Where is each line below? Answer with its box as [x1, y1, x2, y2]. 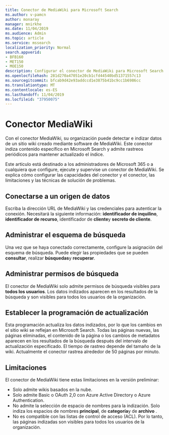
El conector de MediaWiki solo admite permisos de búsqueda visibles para [5, 283, 160, 289]
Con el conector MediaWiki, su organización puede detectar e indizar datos [5, 135, 162, 142]
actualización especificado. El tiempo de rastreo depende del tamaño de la [5, 343, 161, 350]
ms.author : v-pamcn [5, 12, 46, 17]
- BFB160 [5, 54, 24, 60]
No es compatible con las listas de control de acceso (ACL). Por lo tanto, [12, 413, 164, 420]
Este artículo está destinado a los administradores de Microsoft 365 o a [5, 161, 153, 167]
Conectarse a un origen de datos [5, 192, 110, 200]
